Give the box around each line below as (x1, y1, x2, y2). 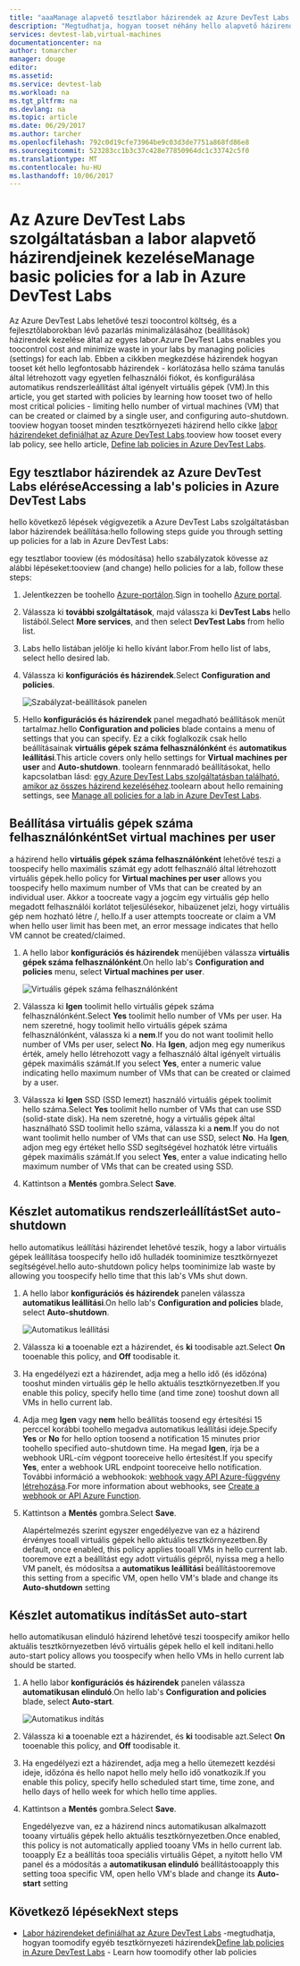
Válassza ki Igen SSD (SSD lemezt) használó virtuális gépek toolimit (21, 1094, 272, 1105)
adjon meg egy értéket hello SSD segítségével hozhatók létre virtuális (21, 1142, 279, 1153)
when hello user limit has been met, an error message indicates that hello (9, 920, 279, 931)
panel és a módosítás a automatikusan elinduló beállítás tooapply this (21, 1859, 279, 1870)
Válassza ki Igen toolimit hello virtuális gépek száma (21, 1000, 214, 1011)
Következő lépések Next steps (9, 1903, 179, 1919)
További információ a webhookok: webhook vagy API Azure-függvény (21, 1471, 280, 1482)
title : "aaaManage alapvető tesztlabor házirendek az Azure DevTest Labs (9, 13, 290, 22)
